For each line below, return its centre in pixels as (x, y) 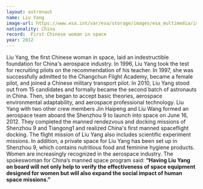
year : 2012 (20, 40)
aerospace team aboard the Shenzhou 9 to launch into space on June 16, (97, 115)
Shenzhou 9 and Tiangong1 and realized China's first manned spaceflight (98, 128)
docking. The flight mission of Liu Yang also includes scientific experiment (99, 134)
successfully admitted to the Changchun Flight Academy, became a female (100, 77)
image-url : (20, 23)
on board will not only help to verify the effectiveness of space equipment (101, 167)
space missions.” (28, 180)
